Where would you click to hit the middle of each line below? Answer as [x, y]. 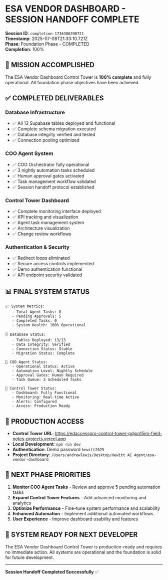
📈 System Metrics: [25, 306]
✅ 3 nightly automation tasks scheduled [53, 170]
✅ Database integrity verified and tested [54, 135]
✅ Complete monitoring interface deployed [56, 212]
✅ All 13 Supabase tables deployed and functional [64, 123]
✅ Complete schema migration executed [54, 129]
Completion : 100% [24, 49]
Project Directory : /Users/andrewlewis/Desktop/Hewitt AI [72, 455]
